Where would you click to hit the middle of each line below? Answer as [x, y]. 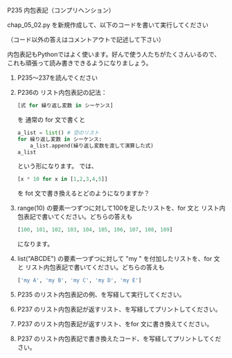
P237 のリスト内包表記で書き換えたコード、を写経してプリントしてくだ [119, 339]
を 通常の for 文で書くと [51, 119]
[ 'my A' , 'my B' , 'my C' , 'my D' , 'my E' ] [79, 280]
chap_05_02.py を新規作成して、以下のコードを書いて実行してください [108, 25]
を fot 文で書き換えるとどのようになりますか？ [83, 193]
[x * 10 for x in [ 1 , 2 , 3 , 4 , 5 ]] [62, 179]
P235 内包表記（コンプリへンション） [61, 10]
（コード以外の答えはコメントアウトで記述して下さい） [86, 39]
